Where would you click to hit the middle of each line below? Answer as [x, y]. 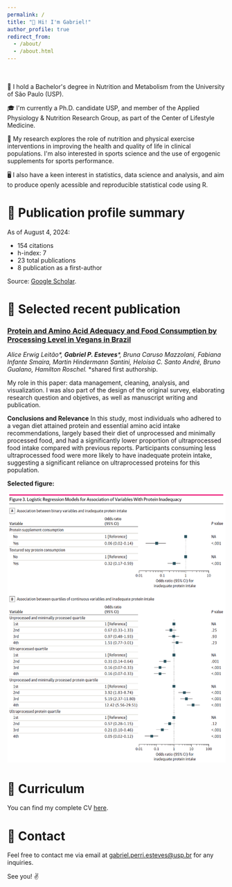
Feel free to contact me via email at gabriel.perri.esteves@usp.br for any [110, 855]
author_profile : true [38, 29]
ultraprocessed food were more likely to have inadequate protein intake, [110, 456]
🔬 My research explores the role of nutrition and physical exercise [101, 139]
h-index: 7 [32, 253]
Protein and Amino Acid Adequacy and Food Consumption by [112, 331]
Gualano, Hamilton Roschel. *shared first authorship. [82, 370]
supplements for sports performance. [61, 161]
